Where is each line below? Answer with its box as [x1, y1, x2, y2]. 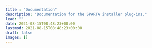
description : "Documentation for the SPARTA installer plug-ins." [5, 12, 147, 17]
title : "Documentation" [5, 7, 57, 12]
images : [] [5, 35, 28, 40]
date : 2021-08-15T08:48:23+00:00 [5, 21, 75, 26]
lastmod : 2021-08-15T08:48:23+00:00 [5, 26, 82, 31]
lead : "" [5, 16, 24, 21]
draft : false [5, 30, 33, 35]
